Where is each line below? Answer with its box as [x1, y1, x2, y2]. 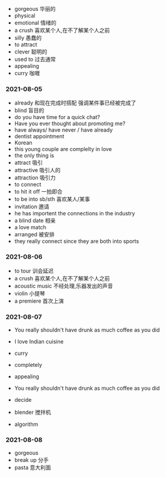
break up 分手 [14, 457, 49, 464]
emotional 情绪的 [14, 19, 57, 26]
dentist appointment [14, 133, 64, 140]
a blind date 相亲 [14, 217, 56, 224]
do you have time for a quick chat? [14, 114, 100, 121]
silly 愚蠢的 [14, 34, 42, 41]
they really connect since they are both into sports [14, 238, 140, 245]
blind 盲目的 [14, 107, 45, 114]
